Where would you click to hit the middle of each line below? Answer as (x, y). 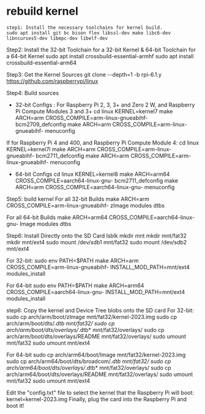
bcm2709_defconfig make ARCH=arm (63, 124)
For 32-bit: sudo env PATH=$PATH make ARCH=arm (73, 260)
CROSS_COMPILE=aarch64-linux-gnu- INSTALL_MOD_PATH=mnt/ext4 (96, 292)
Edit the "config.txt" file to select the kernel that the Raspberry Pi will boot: (100, 393)
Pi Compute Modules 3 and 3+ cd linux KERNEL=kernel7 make (94, 111)
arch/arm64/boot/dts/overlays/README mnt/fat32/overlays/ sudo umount (100, 374)
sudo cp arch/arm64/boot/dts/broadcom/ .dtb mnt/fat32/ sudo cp (89, 361)
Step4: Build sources (33, 92)
